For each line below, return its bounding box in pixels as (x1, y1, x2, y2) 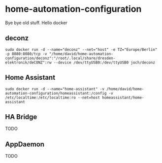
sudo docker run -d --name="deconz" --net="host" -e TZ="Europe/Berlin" (5, 47, 158, 52)
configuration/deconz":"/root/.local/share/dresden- (5, 56, 116, 61)
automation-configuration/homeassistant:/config (5, 91, 107, 96)
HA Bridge (5, 112, 37, 121)
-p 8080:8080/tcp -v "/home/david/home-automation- (5, 51, 113, 56)
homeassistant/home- (101, 95, 144, 100)
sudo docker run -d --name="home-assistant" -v (5, 86, 105, 92)
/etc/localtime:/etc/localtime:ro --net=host (5, 95, 100, 100)
